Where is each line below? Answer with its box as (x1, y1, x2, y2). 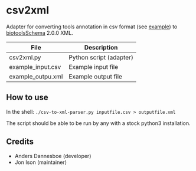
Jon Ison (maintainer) (14, 159, 67, 166)
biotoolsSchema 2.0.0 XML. (6, 29, 74, 36)
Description (84, 43, 118, 51)
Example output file (68, 72, 123, 80)
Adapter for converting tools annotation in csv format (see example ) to (6, 23, 178, 30)
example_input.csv (9, 63, 61, 71)
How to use (6, 93, 48, 103)
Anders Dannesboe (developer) (14, 152, 92, 159)
